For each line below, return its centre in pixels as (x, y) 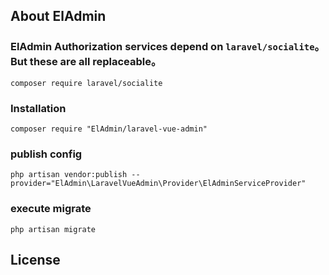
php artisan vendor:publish (69, 175)
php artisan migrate (53, 229)
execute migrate (51, 209)
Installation (38, 108)
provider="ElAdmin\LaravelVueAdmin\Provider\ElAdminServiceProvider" (158, 184)
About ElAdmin (58, 16)
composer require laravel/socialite (86, 83)
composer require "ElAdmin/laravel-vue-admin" (109, 129)
